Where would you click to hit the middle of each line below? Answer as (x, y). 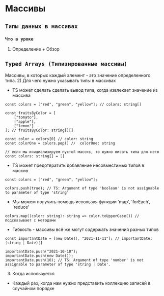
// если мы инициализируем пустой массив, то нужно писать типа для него (82, 152)
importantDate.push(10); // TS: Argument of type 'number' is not (74, 260)
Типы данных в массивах (41, 26)
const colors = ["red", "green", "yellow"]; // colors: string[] (73, 104)
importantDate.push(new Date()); (39, 256)
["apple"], (25, 121)
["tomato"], (26, 117)
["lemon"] (24, 126)
